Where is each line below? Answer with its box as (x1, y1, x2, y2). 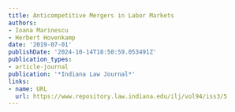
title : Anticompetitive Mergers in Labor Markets (8, 11, 175, 20)
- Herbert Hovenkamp (8, 33, 76, 42)
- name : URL (8, 84, 47, 93)
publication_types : (8, 56, 73, 64)
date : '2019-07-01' (8, 41, 73, 49)
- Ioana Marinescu (8, 26, 69, 34)
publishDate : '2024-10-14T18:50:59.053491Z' (8, 48, 157, 56)
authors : (8, 19, 37, 27)
